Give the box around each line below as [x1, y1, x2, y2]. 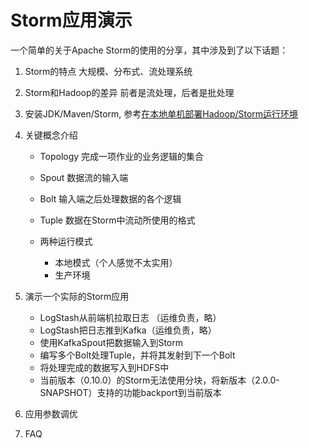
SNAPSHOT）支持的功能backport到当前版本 [39, 386, 222, 398]
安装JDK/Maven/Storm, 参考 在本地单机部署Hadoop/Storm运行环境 [24, 107, 299, 120]
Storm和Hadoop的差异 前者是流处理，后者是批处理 [24, 86, 235, 98]
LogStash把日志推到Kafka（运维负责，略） [39, 324, 217, 336]
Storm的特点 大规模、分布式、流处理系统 [24, 65, 193, 77]
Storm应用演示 [10, 9, 133, 32]
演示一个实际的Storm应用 [24, 290, 130, 302]
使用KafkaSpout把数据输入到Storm [39, 336, 183, 348]
